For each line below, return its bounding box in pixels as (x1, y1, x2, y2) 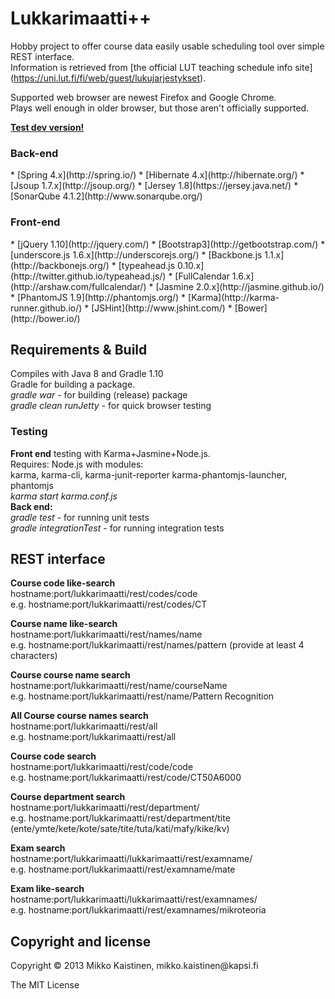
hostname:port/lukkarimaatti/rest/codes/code (10, 588, 198, 600)
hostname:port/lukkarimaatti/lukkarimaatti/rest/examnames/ (10, 893, 258, 906)
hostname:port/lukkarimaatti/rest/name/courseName (10, 680, 228, 692)
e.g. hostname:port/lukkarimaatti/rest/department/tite (10, 812, 231, 824)
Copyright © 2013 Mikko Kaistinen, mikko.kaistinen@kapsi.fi (10, 960, 259, 972)
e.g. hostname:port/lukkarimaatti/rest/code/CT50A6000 (10, 772, 242, 784)
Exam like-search (10, 883, 85, 895)
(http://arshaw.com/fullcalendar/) (10, 280, 147, 292)
